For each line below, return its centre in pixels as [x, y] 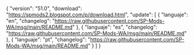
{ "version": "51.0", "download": [44, 8]
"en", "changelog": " [30, 21]
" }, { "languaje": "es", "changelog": [115, 27]
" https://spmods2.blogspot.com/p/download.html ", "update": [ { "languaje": [97, 15]
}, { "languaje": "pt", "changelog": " [48, 39]
